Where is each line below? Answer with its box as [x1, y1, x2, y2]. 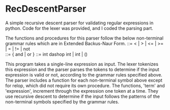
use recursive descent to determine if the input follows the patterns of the [5, 93, 160, 99]
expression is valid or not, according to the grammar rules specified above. [5, 71, 163, 78]
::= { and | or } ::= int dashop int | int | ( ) [5, 51, 88, 57]
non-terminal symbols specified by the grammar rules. [5, 98, 120, 104]
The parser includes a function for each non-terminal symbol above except [5, 77, 163, 83]
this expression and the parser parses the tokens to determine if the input [5, 66, 159, 72]
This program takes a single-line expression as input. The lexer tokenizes [5, 61, 159, 67]
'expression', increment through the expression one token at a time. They [5, 88, 159, 94]
